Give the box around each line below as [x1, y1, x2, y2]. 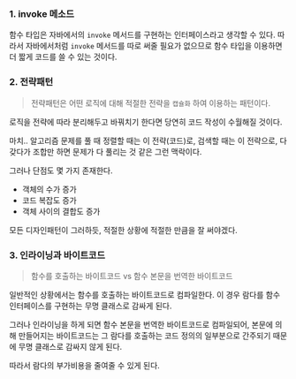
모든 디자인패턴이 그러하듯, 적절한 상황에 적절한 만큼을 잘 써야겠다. [9, 224, 239, 235]
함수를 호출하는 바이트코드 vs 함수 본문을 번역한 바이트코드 [30, 270, 233, 281]
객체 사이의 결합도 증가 [21, 206, 101, 216]
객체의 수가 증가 [21, 184, 77, 194]
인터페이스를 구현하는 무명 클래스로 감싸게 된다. [9, 300, 172, 311]
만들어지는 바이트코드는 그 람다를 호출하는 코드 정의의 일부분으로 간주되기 [18, 330, 271, 341]
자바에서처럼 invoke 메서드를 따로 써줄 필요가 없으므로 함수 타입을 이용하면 [25, 41, 283, 51]
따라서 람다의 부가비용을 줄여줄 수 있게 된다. [9, 360, 161, 370]
